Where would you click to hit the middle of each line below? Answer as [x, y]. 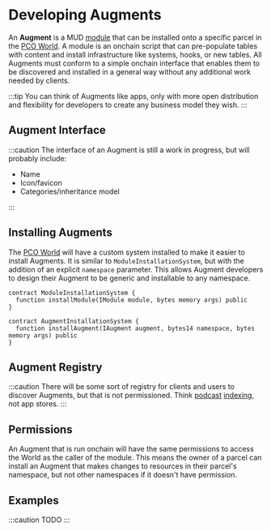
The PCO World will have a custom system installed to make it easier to [127, 252]
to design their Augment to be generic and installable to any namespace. [129, 278]
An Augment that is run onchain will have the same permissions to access [131, 449]
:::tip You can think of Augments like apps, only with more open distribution [133, 96]
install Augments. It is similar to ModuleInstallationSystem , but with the [127, 260]
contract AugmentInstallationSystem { [74, 321]
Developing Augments [85, 15]
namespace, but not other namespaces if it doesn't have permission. [123, 475]
